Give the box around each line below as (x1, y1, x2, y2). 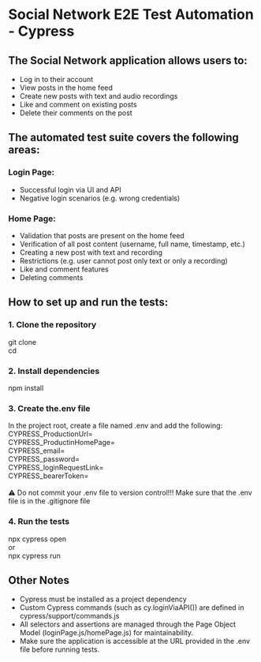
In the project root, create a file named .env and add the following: (8, 421, 223, 431)
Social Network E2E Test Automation (8, 6, 254, 24)
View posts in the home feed (19, 83, 113, 92)
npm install (8, 383, 44, 392)
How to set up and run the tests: (8, 296, 169, 309)
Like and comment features (19, 264, 109, 274)
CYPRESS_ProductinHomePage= (8, 438, 116, 447)
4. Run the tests (8, 516, 69, 527)
